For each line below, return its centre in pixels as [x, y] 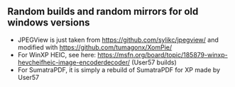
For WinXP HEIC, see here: [57, 54]
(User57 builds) [154, 62]
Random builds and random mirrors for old [103, 12]
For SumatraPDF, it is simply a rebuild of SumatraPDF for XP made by [119, 69]
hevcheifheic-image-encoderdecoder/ [73, 62]
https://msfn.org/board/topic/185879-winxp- [163, 54]
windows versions [49, 23]
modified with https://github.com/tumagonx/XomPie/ [95, 47]
